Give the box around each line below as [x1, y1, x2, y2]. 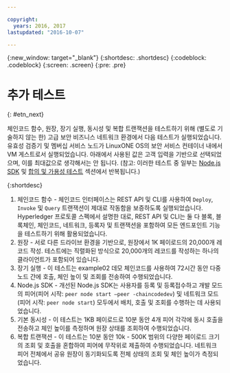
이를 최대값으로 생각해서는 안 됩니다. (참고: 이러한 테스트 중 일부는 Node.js [21, 159, 221, 167]
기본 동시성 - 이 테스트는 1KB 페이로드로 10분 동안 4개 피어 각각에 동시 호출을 [16, 315, 223, 324]
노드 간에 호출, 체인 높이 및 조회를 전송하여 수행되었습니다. [16, 273, 173, 281]
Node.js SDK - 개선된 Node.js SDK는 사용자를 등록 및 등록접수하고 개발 [16, 281, 211, 289]
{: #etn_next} [7, 111, 45, 119]
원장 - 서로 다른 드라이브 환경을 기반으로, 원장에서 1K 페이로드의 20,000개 [16, 238, 215, 247]
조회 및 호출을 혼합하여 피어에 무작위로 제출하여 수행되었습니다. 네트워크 [24, 341, 218, 350]
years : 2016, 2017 [13, 22, 67, 30]
